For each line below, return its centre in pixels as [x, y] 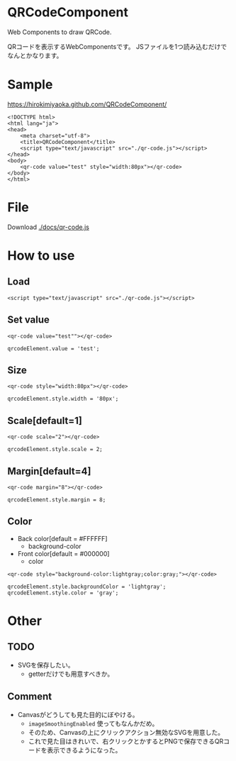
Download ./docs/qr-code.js [49, 227]
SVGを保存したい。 [46, 665]
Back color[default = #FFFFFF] [62, 538]
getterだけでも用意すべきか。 [71, 674]
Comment [30, 697]
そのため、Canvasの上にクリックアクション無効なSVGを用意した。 [126, 732]
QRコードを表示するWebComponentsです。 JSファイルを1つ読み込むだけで [117, 46]
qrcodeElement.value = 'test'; [54, 348]
